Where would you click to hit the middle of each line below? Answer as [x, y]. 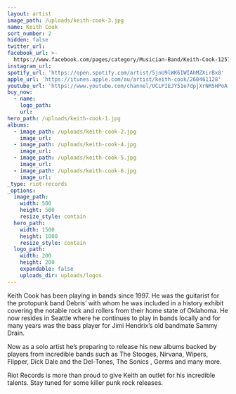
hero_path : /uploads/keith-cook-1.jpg [64, 118]
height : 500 [37, 210]
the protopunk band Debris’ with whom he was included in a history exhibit [116, 303]
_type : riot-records [38, 184]
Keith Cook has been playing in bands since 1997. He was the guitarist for [113, 295]
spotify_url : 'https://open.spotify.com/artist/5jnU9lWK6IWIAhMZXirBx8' [116, 72]
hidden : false [28, 40]
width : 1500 [37, 229]
